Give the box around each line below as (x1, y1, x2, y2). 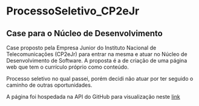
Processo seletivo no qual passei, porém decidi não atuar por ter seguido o (6, 75, 194, 82)
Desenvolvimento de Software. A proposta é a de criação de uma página (6, 57, 188, 64)
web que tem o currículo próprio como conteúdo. (6, 63, 129, 70)
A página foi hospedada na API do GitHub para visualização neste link (6, 93, 180, 100)
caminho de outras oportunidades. (6, 81, 93, 89)
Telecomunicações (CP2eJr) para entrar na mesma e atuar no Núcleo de (6, 51, 188, 58)
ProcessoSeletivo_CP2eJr (6, 4, 140, 18)
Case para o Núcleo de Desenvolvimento (6, 28, 163, 39)
